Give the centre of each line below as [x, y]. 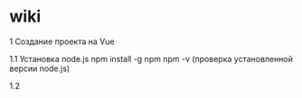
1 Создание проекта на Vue [62, 41]
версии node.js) [40, 68]
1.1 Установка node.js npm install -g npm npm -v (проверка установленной [151, 58]
